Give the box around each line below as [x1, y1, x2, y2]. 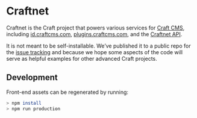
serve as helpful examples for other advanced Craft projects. [6, 55, 158, 62]
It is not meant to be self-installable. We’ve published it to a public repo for [6, 42, 191, 49]
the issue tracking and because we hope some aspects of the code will [6, 48, 183, 55]
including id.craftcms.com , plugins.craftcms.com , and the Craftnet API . [6, 30, 183, 37]
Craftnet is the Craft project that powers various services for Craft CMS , [6, 24, 185, 31]
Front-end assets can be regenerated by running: [6, 88, 128, 96]
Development [6, 72, 58, 82]
